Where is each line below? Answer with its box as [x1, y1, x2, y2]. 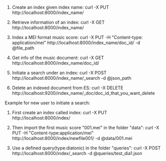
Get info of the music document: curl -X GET [12, 55, 104, 61]
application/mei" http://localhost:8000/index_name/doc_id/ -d [12, 40, 140, 46]
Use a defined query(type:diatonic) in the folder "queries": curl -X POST [12, 145, 161, 151]
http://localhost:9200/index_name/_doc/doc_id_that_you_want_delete [12, 90, 155, 96]
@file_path [12, 45, 35, 51]
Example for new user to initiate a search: [5, 100, 91, 106]
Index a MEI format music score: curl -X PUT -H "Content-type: [12, 35, 143, 40]
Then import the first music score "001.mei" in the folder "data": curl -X [12, 125, 159, 130]
